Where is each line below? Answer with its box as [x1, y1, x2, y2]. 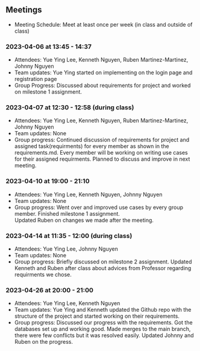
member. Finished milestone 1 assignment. [14, 210, 120, 217]
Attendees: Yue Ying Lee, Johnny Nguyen [14, 245, 118, 253]
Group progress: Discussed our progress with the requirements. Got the [14, 319, 193, 326]
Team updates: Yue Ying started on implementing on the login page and [14, 69, 193, 76]
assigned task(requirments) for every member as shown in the [14, 143, 169, 150]
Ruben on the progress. [14, 338, 73, 346]
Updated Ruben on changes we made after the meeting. [14, 216, 154, 224]
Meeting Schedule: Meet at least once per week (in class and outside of [14, 21, 193, 28]
